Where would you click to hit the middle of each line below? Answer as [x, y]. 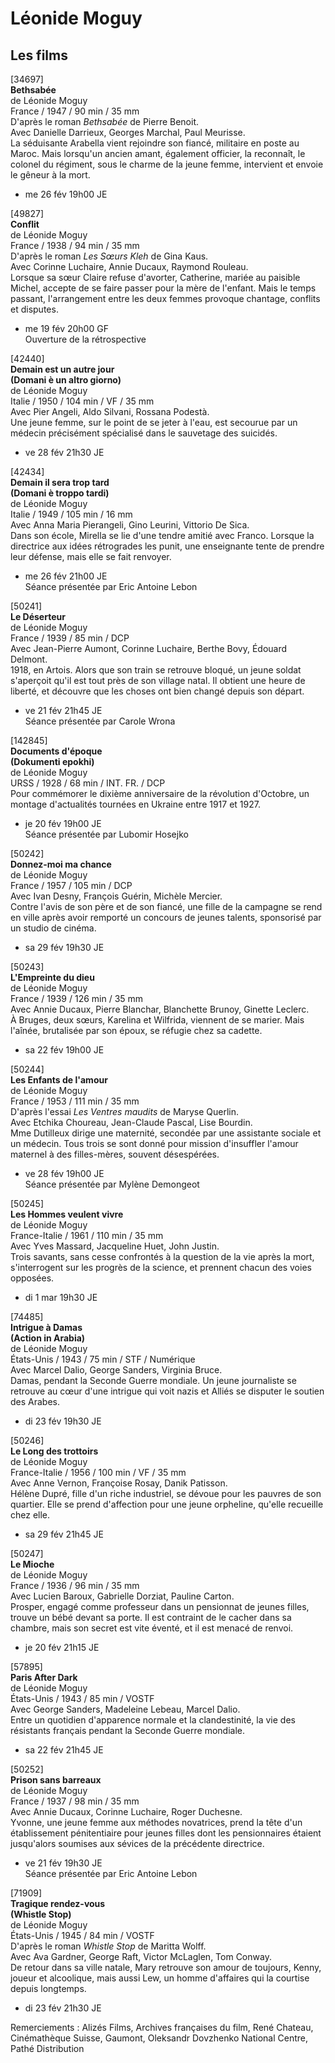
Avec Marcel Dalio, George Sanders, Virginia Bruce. [116, 1370]
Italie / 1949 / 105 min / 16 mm [71, 514]
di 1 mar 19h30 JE [61, 1297]
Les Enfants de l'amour [59, 1080]
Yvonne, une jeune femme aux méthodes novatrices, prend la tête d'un [156, 1822]
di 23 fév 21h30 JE [63, 2008]
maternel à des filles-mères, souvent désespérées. [115, 1154]
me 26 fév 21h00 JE [66, 576]
